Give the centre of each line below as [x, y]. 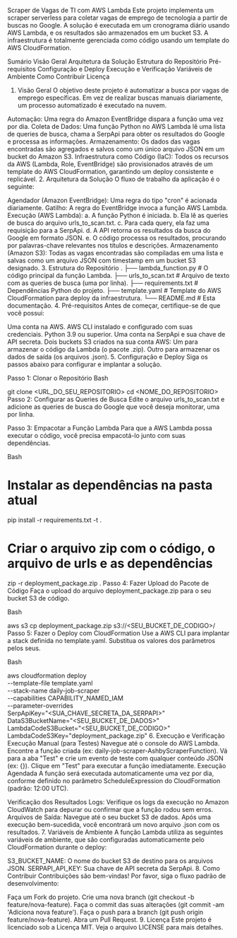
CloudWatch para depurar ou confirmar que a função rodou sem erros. [110, 809]
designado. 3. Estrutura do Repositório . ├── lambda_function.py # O [108, 268]
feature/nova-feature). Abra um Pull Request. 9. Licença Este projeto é [109, 920]
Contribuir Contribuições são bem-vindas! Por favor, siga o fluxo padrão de [117, 876]
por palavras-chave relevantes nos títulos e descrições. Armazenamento [113, 245]
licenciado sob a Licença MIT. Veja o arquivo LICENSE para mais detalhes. [115, 927]
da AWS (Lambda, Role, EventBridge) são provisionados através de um [110, 164]
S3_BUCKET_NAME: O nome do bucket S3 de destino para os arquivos [110, 861]
